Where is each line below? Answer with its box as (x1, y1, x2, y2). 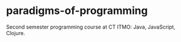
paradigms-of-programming (6, 4, 148, 17)
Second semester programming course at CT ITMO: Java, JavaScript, (6, 23, 176, 30)
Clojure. (6, 29, 25, 36)
